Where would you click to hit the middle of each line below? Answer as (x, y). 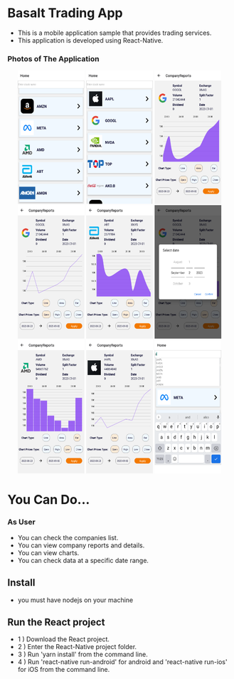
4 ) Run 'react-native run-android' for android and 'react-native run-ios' (122, 662)
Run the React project (56, 622)
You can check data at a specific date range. (83, 560)
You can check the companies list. (68, 537)
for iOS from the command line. (64, 670)
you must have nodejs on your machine (75, 600)
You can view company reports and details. (81, 545)
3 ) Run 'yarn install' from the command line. (83, 654)
